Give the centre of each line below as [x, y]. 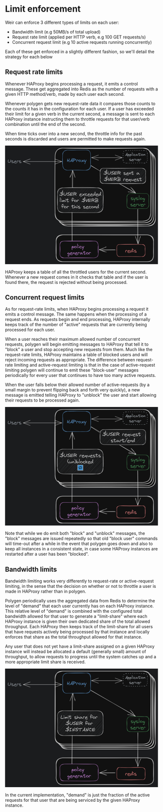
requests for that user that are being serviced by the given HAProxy [73, 800]
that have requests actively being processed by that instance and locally [77, 632]
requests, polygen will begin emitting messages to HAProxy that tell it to [77, 344]
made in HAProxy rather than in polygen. [46, 591]
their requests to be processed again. [42, 400]
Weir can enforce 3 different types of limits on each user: [62, 22]
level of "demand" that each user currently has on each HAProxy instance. [80, 606]
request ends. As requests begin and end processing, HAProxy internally [78, 319]
